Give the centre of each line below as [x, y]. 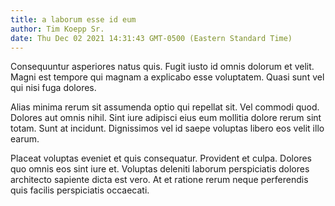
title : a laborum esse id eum [73, 19]
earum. [25, 139]
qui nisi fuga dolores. [53, 88]
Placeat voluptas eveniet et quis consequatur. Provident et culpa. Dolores [161, 158]
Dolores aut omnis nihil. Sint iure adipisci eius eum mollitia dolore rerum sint [166, 118]
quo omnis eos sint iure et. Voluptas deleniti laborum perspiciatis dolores [160, 169]
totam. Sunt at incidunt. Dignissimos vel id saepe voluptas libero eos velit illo [167, 128]
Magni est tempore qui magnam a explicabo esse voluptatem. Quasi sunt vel [167, 77]
